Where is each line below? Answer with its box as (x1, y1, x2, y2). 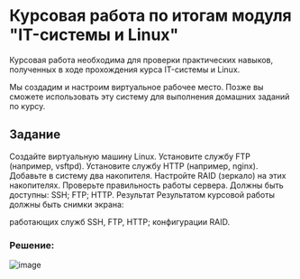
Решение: (9, 238, 55, 251)
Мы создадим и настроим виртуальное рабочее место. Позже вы (9, 81, 264, 92)
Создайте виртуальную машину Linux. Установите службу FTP (9, 151, 250, 162)
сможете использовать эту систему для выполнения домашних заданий (9, 91, 290, 102)
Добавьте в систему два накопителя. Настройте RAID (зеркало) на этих (9, 170, 286, 181)
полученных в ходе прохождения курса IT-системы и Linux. (9, 64, 241, 75)
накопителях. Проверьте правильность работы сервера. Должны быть (9, 180, 284, 191)
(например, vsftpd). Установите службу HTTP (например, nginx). (9, 160, 259, 172)
